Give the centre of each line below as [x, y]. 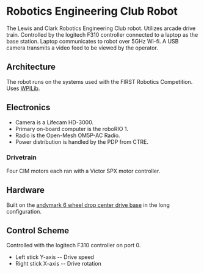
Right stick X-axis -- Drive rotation [58, 264]
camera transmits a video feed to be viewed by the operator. [82, 48]
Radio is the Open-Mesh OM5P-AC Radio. [67, 135]
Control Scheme [38, 231]
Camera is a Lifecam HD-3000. [54, 122]
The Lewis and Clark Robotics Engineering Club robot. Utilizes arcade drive [101, 28]
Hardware [25, 190]
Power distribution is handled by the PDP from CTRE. [82, 141]
